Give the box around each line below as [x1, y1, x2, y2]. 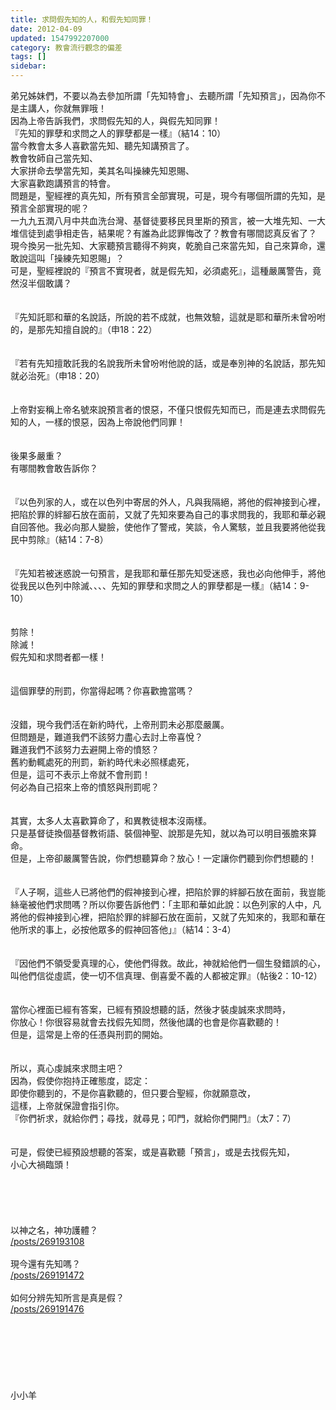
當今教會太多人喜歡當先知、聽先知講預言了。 [10, 140, 195, 151]
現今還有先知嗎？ [10, 1258, 81, 1270]
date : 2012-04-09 [10, 24, 83, 34]
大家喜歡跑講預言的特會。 [10, 177, 116, 189]
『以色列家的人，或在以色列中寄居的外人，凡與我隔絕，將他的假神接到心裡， [10, 496, 326, 508]
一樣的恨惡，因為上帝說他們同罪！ [44, 416, 186, 428]
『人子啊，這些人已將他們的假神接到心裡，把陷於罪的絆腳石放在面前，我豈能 [10, 886, 326, 898]
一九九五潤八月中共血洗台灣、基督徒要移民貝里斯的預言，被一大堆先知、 [10, 215, 308, 226]
